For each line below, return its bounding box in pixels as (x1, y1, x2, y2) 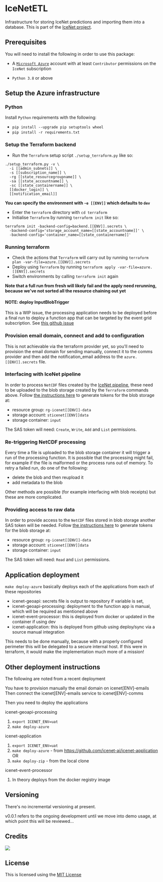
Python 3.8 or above (12, 75, 53, 81)
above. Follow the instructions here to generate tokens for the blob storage (5, 392, 155, 398)
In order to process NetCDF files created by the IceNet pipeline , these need (5, 382, 153, 388)
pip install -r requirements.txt (12, 130, 80, 135)
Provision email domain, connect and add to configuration (5, 332, 145, 339)
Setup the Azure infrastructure (5, 89, 100, 98)
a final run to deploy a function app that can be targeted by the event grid (5, 315, 152, 321)
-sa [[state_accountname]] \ (9, 179, 68, 183)
